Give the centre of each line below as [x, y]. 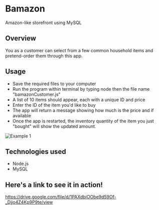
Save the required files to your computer [54, 84]
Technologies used [36, 152]
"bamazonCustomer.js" [37, 94]
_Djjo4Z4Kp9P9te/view [29, 202]
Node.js [21, 164]
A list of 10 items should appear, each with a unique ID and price [79, 99]
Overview [21, 38]
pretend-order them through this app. [44, 56]
